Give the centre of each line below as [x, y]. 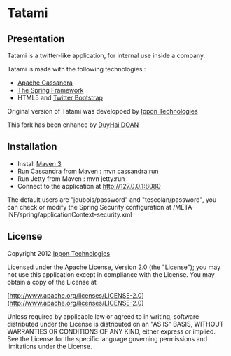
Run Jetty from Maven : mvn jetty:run [71, 178]
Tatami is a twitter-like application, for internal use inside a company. [106, 55]
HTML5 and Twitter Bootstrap [60, 97]
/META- [184, 207]
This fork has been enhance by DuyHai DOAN [73, 125]
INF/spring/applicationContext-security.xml [70, 214]
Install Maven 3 [39, 163]
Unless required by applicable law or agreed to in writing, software [103, 316]
